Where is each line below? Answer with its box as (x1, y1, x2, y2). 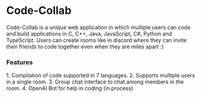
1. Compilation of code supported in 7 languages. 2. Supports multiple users (6, 72, 195, 79)
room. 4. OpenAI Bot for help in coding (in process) (6, 85, 133, 92)
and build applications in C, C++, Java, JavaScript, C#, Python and (6, 30, 172, 37)
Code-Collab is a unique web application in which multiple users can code (6, 24, 191, 31)
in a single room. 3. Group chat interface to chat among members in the (6, 78, 184, 85)
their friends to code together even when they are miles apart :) (6, 43, 164, 50)
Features (6, 58, 33, 67)
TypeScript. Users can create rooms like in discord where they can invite (6, 36, 187, 44)
